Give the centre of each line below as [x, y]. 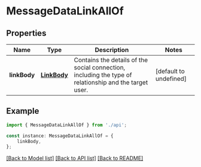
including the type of [103, 75]
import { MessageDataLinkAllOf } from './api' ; [67, 125]
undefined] [171, 79]
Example [23, 111]
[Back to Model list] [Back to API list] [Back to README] [75, 158]
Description [112, 50]
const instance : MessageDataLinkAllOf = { [60, 136]
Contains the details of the [111, 60]
